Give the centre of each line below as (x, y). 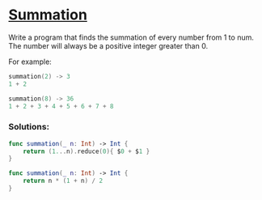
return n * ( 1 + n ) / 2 (63, 181)
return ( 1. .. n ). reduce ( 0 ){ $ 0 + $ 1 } (87, 151)
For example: (30, 62)
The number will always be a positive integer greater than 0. (108, 45)
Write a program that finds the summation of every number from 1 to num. (131, 37)
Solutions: (29, 127)
